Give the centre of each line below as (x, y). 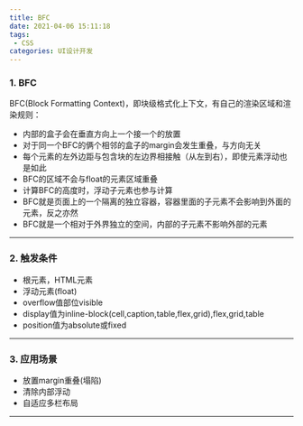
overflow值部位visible (63, 302)
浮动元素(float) (50, 291)
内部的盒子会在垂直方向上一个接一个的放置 (101, 134)
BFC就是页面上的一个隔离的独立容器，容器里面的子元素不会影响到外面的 (156, 202)
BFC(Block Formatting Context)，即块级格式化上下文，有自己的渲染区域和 (147, 104)
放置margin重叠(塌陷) (62, 381)
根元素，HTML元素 (57, 280)
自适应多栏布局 (50, 403)
